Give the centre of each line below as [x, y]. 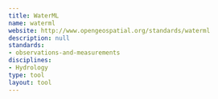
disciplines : [30, 61]
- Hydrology [28, 68]
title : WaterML [34, 16]
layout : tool [30, 82]
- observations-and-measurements [64, 53]
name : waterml [32, 23]
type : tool [27, 75]
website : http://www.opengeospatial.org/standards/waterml [109, 30]
